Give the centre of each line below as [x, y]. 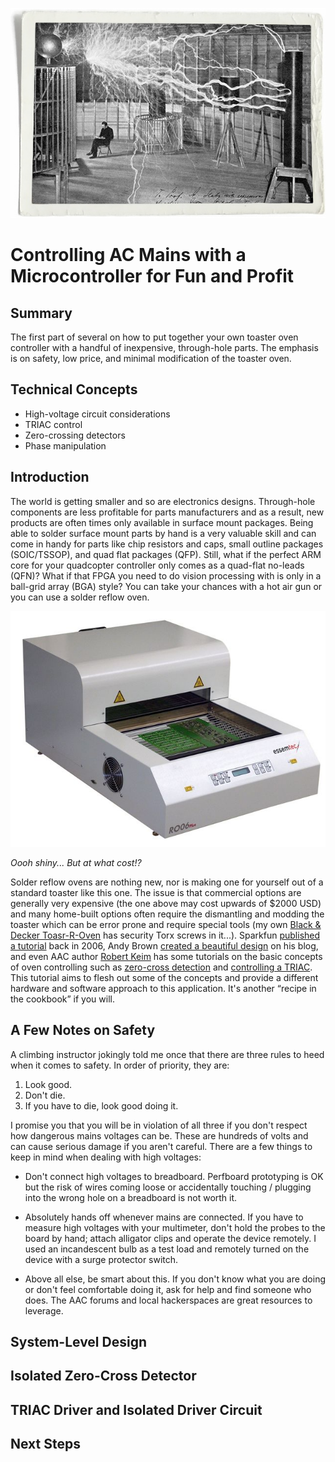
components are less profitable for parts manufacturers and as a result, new [167, 512]
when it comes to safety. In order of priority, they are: [120, 1065]
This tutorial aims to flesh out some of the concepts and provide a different [164, 977]
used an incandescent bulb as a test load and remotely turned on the [167, 1249]
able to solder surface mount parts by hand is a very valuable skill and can [163, 533]
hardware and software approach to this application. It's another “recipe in [163, 988]
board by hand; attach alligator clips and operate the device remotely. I [170, 1238]
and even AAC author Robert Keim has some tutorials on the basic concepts [166, 956]
